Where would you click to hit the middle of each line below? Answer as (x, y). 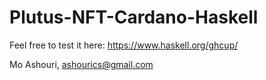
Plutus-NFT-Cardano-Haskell (134, 17)
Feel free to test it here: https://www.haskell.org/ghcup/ (124, 45)
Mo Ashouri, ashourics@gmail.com (81, 64)
